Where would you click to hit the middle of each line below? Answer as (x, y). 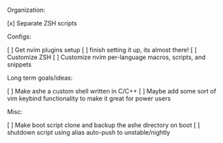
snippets (20, 64)
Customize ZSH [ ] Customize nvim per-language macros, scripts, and (106, 57)
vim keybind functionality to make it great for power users (89, 98)
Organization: (26, 10)
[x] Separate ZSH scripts (42, 23)
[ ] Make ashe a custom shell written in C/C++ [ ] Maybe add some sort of (112, 91)
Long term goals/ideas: (40, 78)
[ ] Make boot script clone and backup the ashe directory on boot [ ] (104, 125)
